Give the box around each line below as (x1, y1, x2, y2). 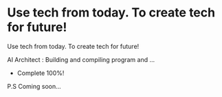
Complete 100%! (16, 69, 65, 77)
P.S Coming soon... (7, 82, 62, 90)
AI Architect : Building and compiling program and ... (7, 55, 155, 63)
